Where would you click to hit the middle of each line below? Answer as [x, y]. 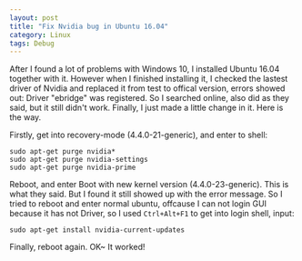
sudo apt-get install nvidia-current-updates [97, 230]
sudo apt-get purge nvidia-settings [79, 160]
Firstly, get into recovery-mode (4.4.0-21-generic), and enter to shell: [139, 135]
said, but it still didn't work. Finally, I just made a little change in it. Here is [146, 108]
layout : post [34, 18]
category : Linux [40, 35]
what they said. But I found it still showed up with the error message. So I [146, 194]
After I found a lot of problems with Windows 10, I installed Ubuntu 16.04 [145, 69]
